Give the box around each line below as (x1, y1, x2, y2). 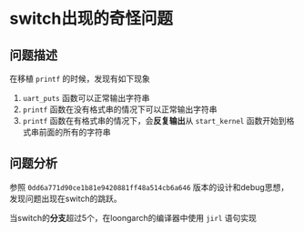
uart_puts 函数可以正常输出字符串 (22, 93, 150, 103)
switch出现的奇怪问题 (9, 8, 173, 29)
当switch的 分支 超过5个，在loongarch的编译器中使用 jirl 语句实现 (9, 212, 258, 223)
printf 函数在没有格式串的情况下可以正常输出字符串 (22, 104, 218, 115)
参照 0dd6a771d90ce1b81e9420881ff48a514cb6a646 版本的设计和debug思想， (9, 181, 289, 192)
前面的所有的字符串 (38, 126, 111, 137)
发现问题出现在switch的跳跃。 (9, 193, 122, 204)
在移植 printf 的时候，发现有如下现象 (9, 74, 150, 84)
